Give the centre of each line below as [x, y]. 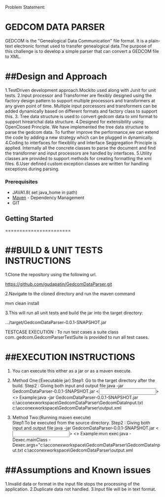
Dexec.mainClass [30, 440]
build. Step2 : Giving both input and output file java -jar [68, 385]
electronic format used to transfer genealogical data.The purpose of [83, 46]
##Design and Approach [56, 77]
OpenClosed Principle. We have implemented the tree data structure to [77, 127]
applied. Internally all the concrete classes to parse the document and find [81, 148]
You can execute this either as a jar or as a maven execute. [72, 371]
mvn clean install [22, 303]
